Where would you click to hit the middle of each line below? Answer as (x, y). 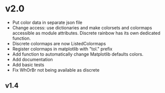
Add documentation (32, 59)
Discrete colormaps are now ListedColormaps (59, 43)
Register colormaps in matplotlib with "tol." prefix (62, 49)
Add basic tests (28, 65)
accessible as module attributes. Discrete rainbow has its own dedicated (86, 33)
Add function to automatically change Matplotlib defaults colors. (78, 54)
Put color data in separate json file (47, 22)
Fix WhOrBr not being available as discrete (56, 70)
